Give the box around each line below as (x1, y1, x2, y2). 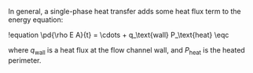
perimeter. (8, 55, 42, 65)
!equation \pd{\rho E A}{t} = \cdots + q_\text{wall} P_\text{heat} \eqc (8, 31, 229, 39)
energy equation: (8, 15, 64, 24)
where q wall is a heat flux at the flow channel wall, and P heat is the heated (8, 46, 245, 57)
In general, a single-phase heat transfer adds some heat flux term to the (8, 7, 241, 16)
